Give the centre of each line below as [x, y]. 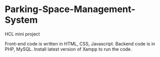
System [21, 20]
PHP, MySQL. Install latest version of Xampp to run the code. [68, 49]
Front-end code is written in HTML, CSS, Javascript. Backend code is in [80, 43]
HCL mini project [22, 34]
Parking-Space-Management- [70, 9]
